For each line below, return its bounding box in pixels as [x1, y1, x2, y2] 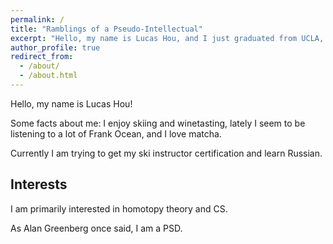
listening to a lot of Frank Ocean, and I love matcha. [10, 127, 222, 140]
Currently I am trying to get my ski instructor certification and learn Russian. [10, 147, 323, 159]
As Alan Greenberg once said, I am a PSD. [10, 222, 183, 234]
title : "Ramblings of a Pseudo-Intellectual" [10, 24, 203, 34]
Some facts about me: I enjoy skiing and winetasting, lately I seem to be [10, 117, 306, 129]
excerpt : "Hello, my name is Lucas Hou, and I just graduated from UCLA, [10, 33, 325, 43]
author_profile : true [10, 42, 101, 53]
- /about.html [19, 71, 78, 81]
